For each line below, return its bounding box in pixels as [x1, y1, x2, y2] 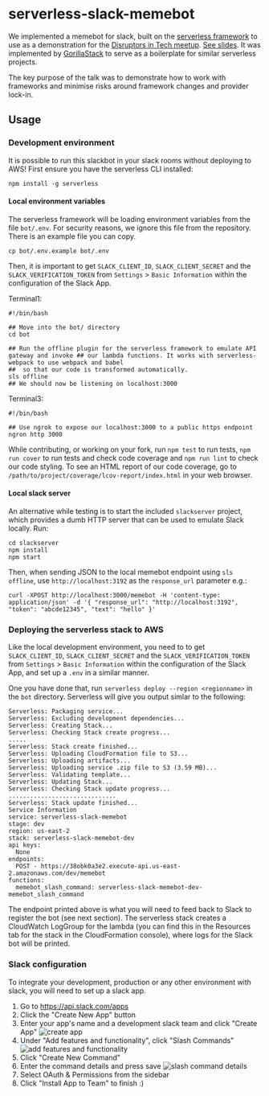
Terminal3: [8, 393, 44, 403]
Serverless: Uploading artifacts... [8, 757, 131, 765]
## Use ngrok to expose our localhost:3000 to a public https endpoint [8, 423, 253, 431]
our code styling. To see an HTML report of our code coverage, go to [8, 462, 237, 471]
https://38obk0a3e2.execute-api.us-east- [40, 862, 181, 871]
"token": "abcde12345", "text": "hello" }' [8, 605, 157, 614]
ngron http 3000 [8, 430, 63, 438]
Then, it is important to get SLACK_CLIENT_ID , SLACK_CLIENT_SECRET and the [8, 261, 251, 270]
